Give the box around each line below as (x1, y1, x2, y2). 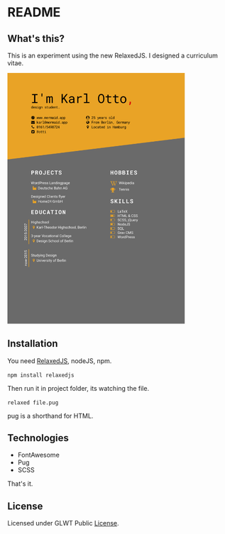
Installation (7, 338, 58, 350)
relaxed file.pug (7, 399, 59, 406)
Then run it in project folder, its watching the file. (7, 384, 150, 392)
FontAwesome (17, 451, 60, 460)
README (7, 4, 61, 21)
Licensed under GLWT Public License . (7, 519, 119, 528)
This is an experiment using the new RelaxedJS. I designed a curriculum (7, 51, 218, 60)
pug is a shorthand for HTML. (7, 411, 94, 420)
